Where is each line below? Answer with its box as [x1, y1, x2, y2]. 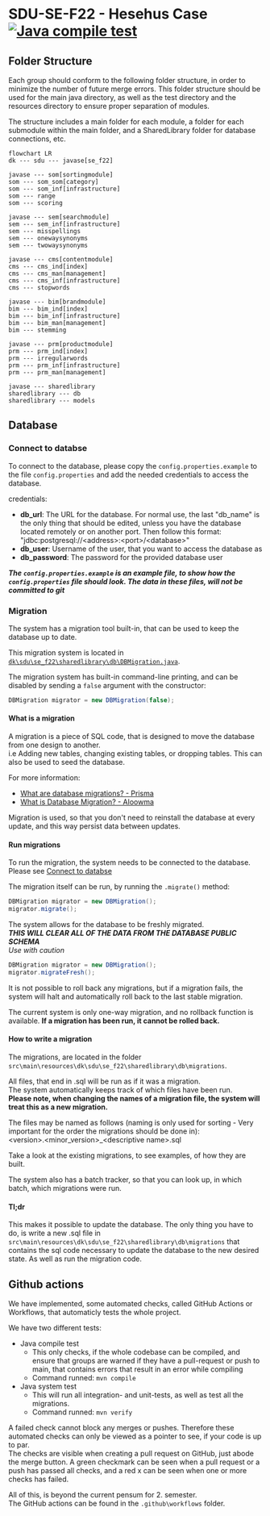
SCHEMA [8, 937, 40, 946]
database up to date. [8, 632, 77, 641]
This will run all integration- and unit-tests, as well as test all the [31, 1389, 244, 1400]
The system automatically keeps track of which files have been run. [8, 1084, 233, 1094]
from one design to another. [8, 740, 101, 750]
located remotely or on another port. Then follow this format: [19, 526, 222, 537]
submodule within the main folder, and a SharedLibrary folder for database [8, 126, 256, 135]
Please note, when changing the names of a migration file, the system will [8, 1093, 260, 1103]
